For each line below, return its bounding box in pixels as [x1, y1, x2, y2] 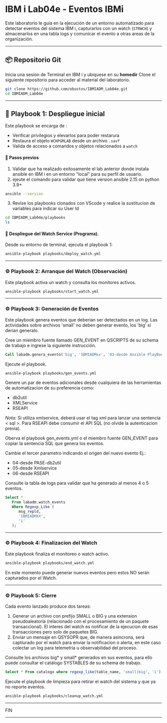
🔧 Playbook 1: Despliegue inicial [5, 109, 105, 118]
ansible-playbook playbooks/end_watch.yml [5, 560, 94, 565]
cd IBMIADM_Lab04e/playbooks [5, 215, 66, 220]
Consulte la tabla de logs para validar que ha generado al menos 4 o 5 [5, 480, 149, 486]
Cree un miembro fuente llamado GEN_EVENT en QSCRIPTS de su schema [5, 337, 159, 343]
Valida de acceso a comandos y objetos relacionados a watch [12, 143, 138, 149]
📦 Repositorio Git [5, 56, 61, 64]
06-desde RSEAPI [12, 470, 50, 476]
